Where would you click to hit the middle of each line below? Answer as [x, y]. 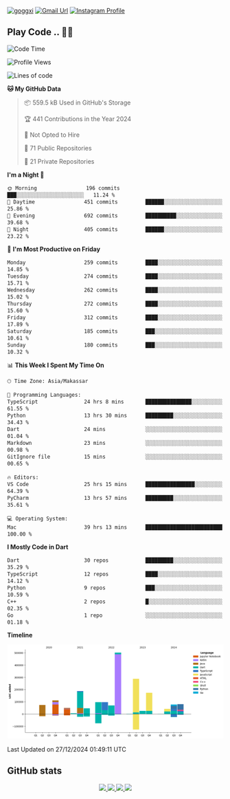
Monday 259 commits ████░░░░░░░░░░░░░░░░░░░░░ [115, 262]
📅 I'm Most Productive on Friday [54, 249]
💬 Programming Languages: [44, 395]
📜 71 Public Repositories [58, 148]
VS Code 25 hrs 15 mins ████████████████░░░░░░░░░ [115, 484]
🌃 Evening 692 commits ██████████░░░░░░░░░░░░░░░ [115, 216]
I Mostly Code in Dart [38, 547]
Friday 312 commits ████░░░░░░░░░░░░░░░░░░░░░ [115, 317]
